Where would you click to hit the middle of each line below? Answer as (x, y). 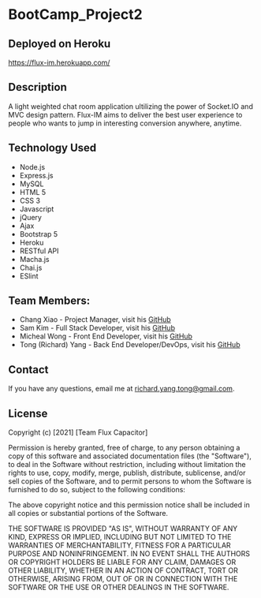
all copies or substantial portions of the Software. (88, 514)
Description (37, 87)
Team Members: (49, 301)
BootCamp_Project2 (76, 15)
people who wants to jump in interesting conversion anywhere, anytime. (125, 123)
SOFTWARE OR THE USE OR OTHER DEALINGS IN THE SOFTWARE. (119, 587)
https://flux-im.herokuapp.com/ (59, 62)
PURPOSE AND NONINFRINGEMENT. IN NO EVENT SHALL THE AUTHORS (129, 554)
